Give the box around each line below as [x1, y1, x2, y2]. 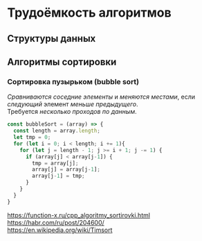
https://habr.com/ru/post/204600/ [7, 218, 105, 226]
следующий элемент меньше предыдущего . [7, 100, 138, 108]
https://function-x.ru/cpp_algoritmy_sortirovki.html [7, 210, 151, 219]
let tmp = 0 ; [13, 134, 51, 141]
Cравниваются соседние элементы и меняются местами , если [7, 92, 196, 101]
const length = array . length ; [13, 127, 100, 135]
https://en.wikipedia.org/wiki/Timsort [7, 226, 113, 234]
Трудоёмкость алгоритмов [7, 5, 172, 21]
